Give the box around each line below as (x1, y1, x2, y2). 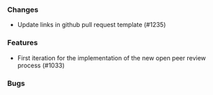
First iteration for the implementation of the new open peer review (17, 53, 207, 62)
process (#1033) (17, 61, 65, 69)
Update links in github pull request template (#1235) (17, 21, 166, 29)
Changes (7, 5, 39, 15)
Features (7, 38, 38, 48)
